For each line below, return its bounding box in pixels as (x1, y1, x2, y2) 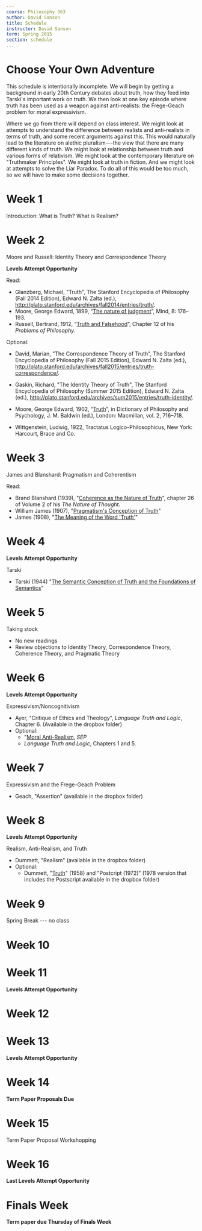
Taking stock (6, 625, 38, 633)
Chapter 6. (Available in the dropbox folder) (14, 721, 122, 728)
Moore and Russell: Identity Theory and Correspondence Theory (6, 253, 167, 260)
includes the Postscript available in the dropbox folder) (23, 876, 160, 883)
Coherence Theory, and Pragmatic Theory (14, 650, 120, 657)
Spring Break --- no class (6, 917, 70, 924)
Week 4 (6, 534, 45, 548)
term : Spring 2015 (6, 31, 52, 37)
